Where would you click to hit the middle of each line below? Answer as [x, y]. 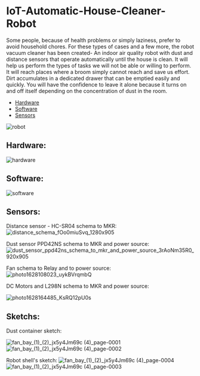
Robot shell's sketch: [32, 360]
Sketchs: [23, 317]
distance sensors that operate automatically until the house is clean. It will [97, 59]
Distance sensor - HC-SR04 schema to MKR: [61, 226]
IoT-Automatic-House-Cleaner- [86, 11]
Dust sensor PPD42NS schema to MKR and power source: [78, 244]
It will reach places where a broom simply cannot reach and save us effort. [98, 72]
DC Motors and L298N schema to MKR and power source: [78, 286]
